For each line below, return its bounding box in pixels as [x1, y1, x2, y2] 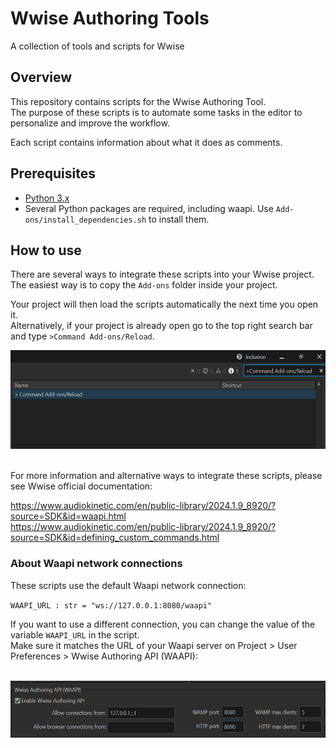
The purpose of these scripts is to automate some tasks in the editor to [10, 106, 303, 118]
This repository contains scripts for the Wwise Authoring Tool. [10, 95, 267, 107]
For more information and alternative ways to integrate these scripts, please [10, 470, 323, 482]
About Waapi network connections [10, 557, 183, 571]
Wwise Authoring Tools [10, 7, 210, 30]
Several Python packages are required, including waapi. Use [24, 202, 274, 214]
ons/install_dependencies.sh [24, 215, 147, 225]
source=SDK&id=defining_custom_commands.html [10, 532, 220, 544]
